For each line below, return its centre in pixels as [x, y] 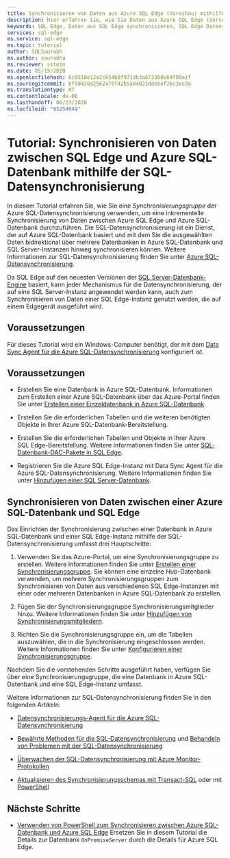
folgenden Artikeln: [34, 705]
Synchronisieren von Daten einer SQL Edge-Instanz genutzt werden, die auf [114, 299]
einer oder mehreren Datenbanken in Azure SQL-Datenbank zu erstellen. [119, 593]
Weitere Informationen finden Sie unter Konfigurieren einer [100, 649]
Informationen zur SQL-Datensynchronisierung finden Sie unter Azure [105, 256]
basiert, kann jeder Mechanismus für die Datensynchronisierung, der [125, 284]
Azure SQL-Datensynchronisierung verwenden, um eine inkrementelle [105, 212]
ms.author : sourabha [37, 58]
